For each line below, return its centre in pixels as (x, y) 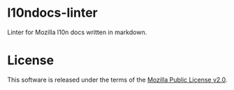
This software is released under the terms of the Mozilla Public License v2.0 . (117, 80)
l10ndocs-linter (52, 13)
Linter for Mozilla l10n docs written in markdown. (77, 32)
